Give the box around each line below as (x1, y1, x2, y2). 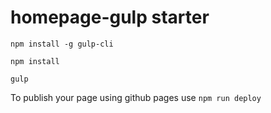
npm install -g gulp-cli (10, 39, 114, 49)
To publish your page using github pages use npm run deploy (10, 91, 262, 103)
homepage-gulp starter (10, 6, 210, 29)
